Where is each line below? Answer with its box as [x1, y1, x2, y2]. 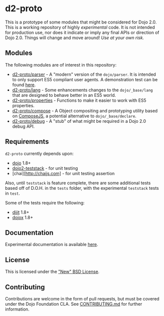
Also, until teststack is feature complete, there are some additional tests [5, 180, 151, 186]
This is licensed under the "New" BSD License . [5, 269, 99, 274]
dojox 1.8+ [12, 214, 33, 220]
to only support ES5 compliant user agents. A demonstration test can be [12, 76, 158, 82]
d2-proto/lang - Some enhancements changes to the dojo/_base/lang [12, 87, 153, 93]
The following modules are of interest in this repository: [5, 62, 117, 68]
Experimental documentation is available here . [5, 242, 98, 248]
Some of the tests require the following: [5, 200, 85, 205]
